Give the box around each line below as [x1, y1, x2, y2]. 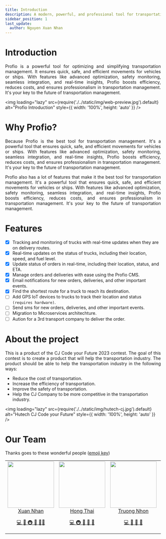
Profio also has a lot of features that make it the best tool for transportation [5, 174, 161, 180]
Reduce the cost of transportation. [12, 375, 83, 381]
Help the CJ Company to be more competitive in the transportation [12, 391, 148, 397]
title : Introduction [5, 7, 48, 12]
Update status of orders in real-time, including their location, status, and [12, 261, 160, 267]
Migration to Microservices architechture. [12, 310, 97, 316]
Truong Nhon [118, 508, 149, 515]
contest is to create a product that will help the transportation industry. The [5, 355, 161, 361]
